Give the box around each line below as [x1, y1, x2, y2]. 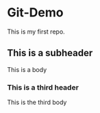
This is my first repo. [7, 27, 65, 36]
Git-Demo [7, 5, 64, 21]
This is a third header [7, 82, 79, 92]
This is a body [7, 65, 47, 73]
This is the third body [7, 98, 67, 107]
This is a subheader [7, 47, 93, 59]
